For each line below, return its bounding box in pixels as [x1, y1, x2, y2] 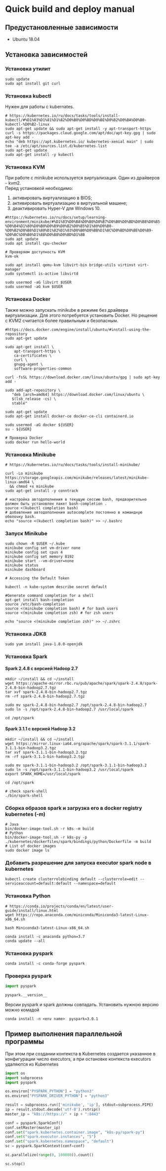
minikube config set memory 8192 [5, 554, 74, 560]
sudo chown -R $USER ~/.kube [5, 541, 65, 546]
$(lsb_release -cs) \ [11, 396, 56, 401]
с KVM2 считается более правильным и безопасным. [5, 318, 119, 324]
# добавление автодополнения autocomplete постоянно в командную [5, 510, 142, 515]
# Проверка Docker [5, 435, 43, 440]
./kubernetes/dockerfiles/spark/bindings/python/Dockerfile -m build [5, 840, 152, 844]
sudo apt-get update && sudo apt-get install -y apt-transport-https [5, 126, 152, 131]
